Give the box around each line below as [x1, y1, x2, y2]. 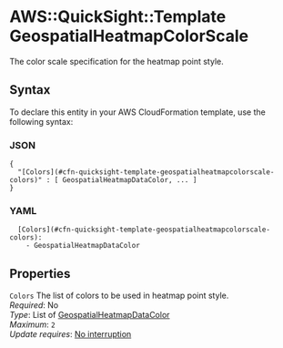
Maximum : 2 [9, 319, 56, 330]
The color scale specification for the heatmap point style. [9, 56, 225, 67]
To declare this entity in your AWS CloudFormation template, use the [9, 107, 266, 118]
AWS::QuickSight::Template [9, 6, 227, 27]
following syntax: [9, 116, 74, 127]
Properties [9, 266, 71, 281]
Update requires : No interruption [9, 329, 132, 340]
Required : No [9, 300, 59, 311]
